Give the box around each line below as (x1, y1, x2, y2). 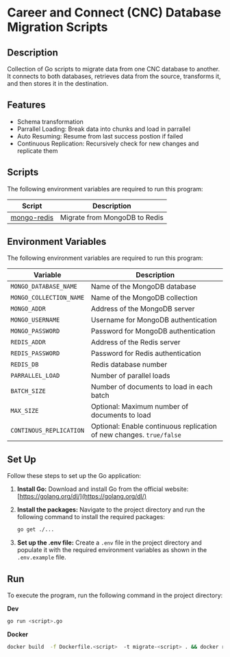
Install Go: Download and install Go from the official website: (16, 485, 189, 493)
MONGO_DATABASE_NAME (10, 283, 77, 291)
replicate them (16, 146, 58, 155)
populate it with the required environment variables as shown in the (16, 546, 207, 554)
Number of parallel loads (90, 371, 170, 381)
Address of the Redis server (90, 337, 181, 347)
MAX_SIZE (10, 407, 39, 415)
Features (7, 99, 46, 111)
